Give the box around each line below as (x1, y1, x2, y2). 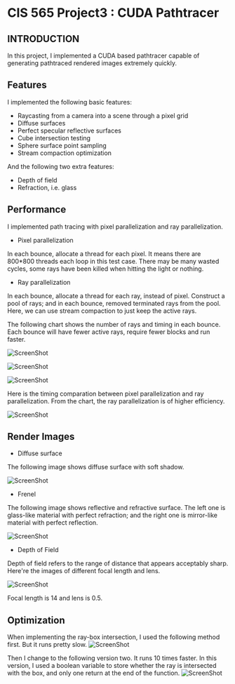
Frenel (17, 490, 36, 499)
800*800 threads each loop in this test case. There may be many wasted (7, 257, 220, 265)
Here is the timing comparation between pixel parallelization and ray (7, 389, 204, 398)
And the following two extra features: (7, 162, 114, 170)
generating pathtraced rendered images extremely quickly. (7, 59, 177, 67)
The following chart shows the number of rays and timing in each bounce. (7, 320, 221, 328)
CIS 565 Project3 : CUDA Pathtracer (7, 5, 220, 21)
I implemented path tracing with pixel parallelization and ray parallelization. (7, 222, 223, 231)
